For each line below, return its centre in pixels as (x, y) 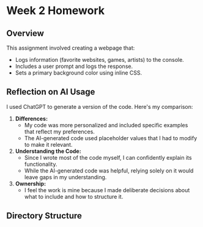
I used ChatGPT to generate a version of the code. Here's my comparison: (100, 106)
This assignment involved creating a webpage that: (71, 48)
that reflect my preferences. (59, 132)
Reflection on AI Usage (51, 92)
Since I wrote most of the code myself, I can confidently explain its (108, 157)
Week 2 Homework (56, 11)
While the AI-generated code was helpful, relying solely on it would (109, 170)
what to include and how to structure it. (74, 196)
